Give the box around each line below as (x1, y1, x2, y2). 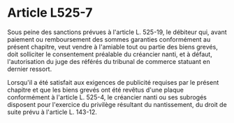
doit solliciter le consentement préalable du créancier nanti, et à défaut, (7, 50, 213, 58)
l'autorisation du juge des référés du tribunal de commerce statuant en (7, 57, 211, 65)
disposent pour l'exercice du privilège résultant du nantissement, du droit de (7, 100, 227, 108)
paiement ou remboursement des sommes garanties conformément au (7, 35, 211, 43)
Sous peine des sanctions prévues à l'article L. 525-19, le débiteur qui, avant (7, 28, 227, 36)
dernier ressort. (7, 65, 52, 73)
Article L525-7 (7, 5, 93, 21)
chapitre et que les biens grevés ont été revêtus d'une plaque (7, 85, 184, 94)
